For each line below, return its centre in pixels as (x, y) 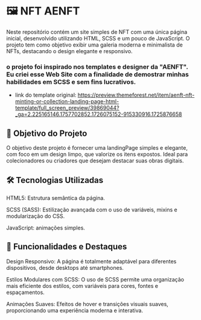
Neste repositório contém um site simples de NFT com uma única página (97, 32)
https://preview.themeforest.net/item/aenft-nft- (136, 95)
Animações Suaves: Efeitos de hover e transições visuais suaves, (88, 304)
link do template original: (46, 95)
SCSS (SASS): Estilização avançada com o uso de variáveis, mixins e (92, 210)
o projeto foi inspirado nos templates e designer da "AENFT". (97, 66)
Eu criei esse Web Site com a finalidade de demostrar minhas (97, 74)
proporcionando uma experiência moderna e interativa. (75, 310)
